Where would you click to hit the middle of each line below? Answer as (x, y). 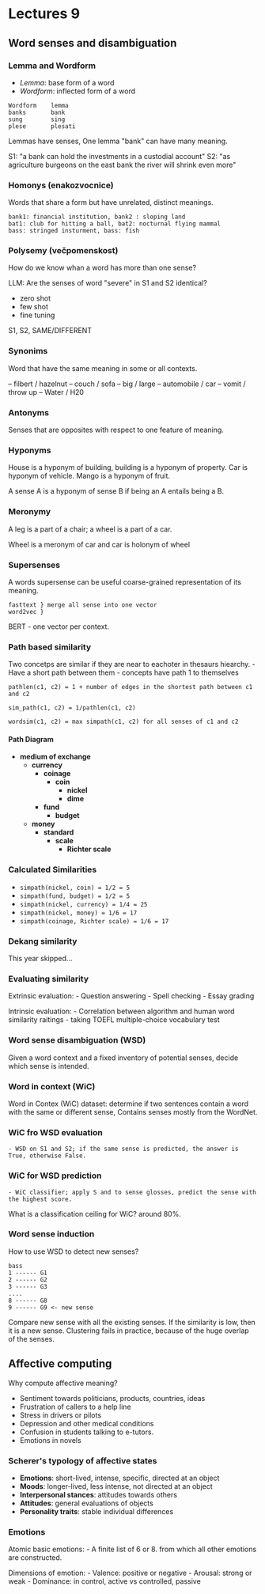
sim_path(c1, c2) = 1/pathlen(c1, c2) (72, 708)
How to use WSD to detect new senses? (74, 1251)
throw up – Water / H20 (46, 392)
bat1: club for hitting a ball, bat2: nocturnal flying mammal (115, 224)
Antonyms (29, 412)
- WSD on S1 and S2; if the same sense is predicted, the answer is (123, 1149)
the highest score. (40, 1199)
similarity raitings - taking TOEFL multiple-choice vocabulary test (114, 1020)
